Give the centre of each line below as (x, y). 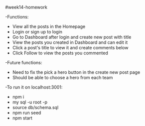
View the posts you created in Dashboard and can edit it (70, 42)
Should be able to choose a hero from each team (63, 77)
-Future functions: (24, 63)
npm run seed (27, 113)
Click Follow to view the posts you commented (60, 53)
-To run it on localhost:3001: (34, 87)
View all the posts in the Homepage (49, 26)
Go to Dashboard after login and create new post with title (72, 37)
